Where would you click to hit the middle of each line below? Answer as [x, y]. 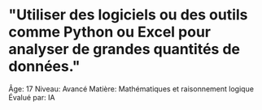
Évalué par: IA [32, 97]
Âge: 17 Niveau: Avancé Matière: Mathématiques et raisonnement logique [131, 89]
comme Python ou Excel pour [110, 32]
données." [44, 67]
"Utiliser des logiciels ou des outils [128, 15]
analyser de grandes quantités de [124, 49]
